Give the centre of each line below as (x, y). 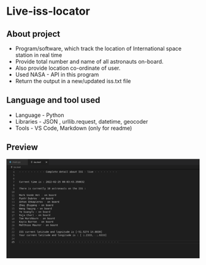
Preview (22, 147)
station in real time (39, 55)
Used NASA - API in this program (57, 74)
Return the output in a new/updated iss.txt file (73, 81)
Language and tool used (53, 100)
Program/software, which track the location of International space (98, 48)
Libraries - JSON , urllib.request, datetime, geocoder (82, 121)
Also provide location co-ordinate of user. (68, 68)
